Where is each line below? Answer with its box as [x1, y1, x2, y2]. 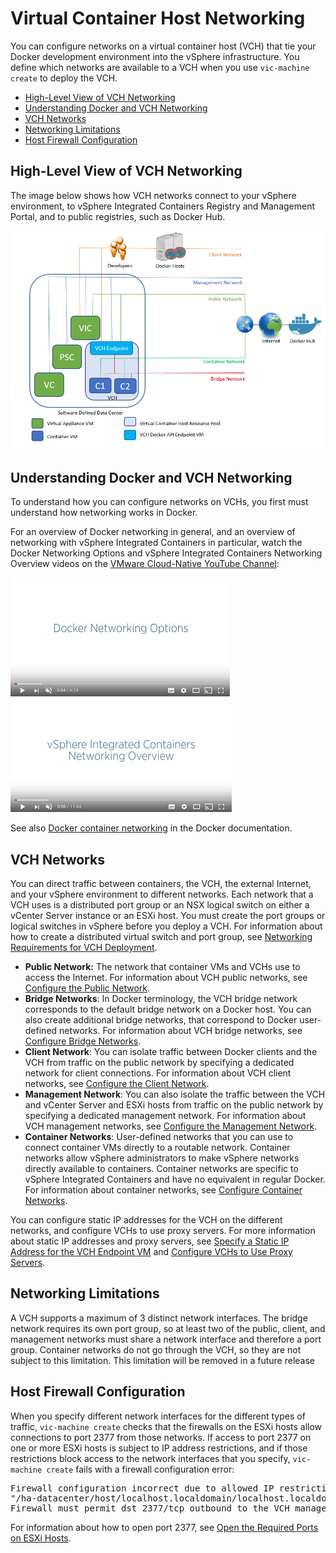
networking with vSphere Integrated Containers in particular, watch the [10, 537, 303, 549]
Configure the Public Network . [24, 982, 151, 994]
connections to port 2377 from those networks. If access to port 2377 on [10, 1431, 312, 1443]
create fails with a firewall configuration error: [46, 1463, 235, 1475]
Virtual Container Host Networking [10, 7, 306, 30]
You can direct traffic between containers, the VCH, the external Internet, [10, 878, 312, 889]
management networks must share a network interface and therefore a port [10, 1333, 322, 1345]
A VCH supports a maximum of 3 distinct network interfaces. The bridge [10, 1312, 308, 1324]
